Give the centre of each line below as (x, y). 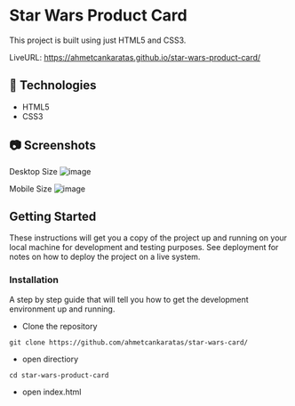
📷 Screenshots (52, 146)
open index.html (52, 392)
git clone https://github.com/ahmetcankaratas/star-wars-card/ (129, 342)
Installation (34, 280)
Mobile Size (31, 189)
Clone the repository (60, 326)
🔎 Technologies (53, 85)
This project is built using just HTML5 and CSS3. (98, 40)
